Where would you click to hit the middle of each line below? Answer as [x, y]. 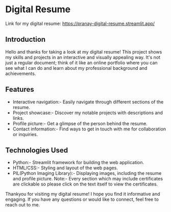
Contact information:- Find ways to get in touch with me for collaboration [89, 129]
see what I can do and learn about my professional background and [76, 68]
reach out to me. [22, 205]
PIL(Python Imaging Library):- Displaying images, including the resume [87, 173]
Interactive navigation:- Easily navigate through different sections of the [88, 102]
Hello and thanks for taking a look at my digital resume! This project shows [84, 51]
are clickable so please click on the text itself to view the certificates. [85, 184]
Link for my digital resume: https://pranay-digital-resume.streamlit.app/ [80, 23]
